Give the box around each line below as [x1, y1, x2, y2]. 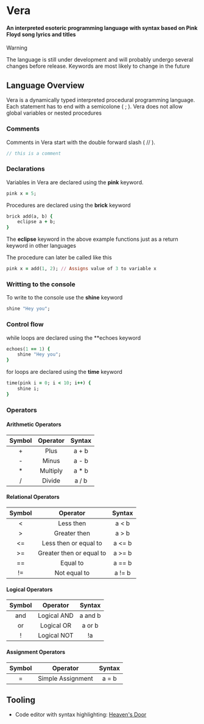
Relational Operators [6, 493, 60, 501]
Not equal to [54, 568, 90, 577]
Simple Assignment [37, 674, 93, 683]
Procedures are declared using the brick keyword [6, 201, 131, 209]
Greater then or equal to [37, 549, 107, 557]
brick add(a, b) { [6, 213, 53, 220]
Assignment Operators [6, 648, 66, 656]
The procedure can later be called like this [6, 254, 112, 261]
